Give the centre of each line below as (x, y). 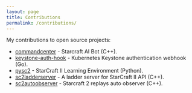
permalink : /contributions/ (42, 23)
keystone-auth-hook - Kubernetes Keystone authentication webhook (101, 58)
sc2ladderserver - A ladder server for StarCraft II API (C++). (89, 77)
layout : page (23, 12)
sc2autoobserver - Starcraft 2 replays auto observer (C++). (89, 83)
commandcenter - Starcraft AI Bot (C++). (66, 52)
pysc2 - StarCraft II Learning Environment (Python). (79, 71)
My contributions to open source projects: (59, 40)
